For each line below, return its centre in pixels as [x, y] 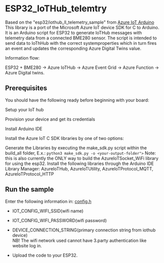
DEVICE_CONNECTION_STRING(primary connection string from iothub [84, 230]
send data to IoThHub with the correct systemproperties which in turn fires [81, 43]
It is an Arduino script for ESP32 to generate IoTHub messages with [73, 33]
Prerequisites [26, 88]
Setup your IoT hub [25, 109]
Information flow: [22, 58]
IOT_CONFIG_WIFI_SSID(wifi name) [48, 211]
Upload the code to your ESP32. [45, 255]
